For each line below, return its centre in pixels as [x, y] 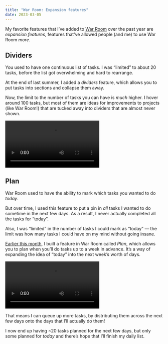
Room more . [18, 39]
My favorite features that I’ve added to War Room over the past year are [79, 29]
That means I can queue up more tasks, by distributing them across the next [84, 316]
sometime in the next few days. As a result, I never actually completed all [80, 214]
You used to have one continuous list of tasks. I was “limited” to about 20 [81, 67]
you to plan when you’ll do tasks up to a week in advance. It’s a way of [78, 249]
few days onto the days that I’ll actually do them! [55, 321]
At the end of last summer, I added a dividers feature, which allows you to [81, 82]
